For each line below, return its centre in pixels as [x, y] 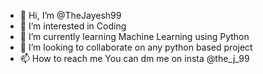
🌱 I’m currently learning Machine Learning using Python [134, 36]
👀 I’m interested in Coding [73, 26]
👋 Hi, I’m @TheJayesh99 [70, 15]
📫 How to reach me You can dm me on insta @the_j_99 [134, 58]
